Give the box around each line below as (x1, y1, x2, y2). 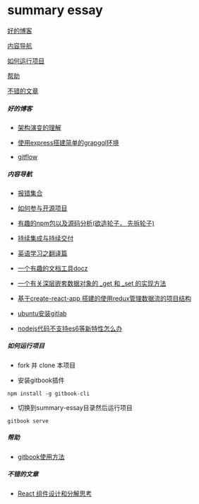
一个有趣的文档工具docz (17, 264, 88, 273)
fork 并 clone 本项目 (17, 360, 76, 370)
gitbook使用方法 (17, 452, 65, 461)
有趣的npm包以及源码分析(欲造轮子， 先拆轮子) (17, 219, 155, 227)
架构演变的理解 (17, 123, 61, 132)
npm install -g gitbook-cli (7, 390, 90, 397)
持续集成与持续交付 (17, 234, 74, 242)
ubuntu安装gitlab (17, 309, 67, 317)
